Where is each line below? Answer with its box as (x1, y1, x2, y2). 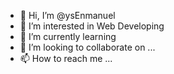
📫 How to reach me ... (19, 53, 113, 64)
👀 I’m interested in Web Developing (19, 20, 165, 32)
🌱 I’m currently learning (19, 31, 117, 42)
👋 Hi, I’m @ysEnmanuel (19, 10, 116, 21)
